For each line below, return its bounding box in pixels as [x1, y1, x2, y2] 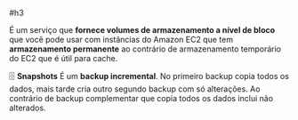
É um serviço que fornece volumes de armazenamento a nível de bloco [9, 25, 276, 35]
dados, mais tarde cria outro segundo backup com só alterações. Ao [9, 84, 261, 94]
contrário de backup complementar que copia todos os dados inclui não [9, 93, 274, 103]
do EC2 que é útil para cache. [9, 53, 118, 63]
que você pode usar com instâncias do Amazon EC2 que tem [9, 35, 234, 44]
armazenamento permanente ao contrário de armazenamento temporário [9, 44, 282, 54]
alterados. [9, 102, 46, 113]
